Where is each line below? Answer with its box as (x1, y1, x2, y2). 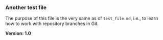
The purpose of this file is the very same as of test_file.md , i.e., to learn (5, 15, 158, 21)
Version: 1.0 (5, 30, 32, 36)
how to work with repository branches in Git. (5, 20, 99, 26)
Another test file (5, 4, 47, 11)
